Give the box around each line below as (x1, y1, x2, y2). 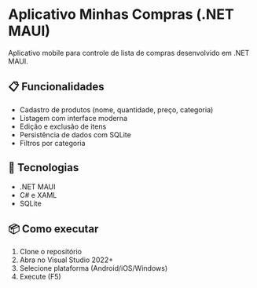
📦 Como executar (8, 222, 99, 235)
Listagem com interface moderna (19, 113, 128, 122)
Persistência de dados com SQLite (19, 129, 131, 139)
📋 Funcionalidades (8, 80, 105, 93)
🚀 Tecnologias (8, 161, 79, 174)
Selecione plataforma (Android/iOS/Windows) (19, 264, 167, 273)
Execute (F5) (19, 272, 61, 282)
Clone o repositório (19, 247, 83, 257)
